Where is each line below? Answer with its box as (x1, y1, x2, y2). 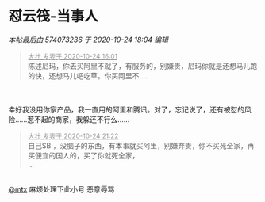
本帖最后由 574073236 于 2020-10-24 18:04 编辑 (8, 35, 169, 44)
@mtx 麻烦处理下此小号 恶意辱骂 (8, 184, 115, 194)
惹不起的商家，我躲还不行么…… (27, 114, 130, 124)
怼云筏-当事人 (8, 7, 99, 25)
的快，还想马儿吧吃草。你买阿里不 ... (27, 71, 148, 80)
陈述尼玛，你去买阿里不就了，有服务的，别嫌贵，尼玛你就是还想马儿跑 (27, 61, 258, 71)
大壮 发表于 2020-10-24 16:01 (27, 51, 117, 60)
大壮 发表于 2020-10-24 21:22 (27, 131, 119, 140)
